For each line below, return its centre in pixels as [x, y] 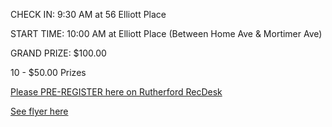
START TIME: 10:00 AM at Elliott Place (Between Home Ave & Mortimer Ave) [166, 33]
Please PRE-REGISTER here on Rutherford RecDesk [116, 92]
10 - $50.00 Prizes [48, 72]
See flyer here [39, 111]
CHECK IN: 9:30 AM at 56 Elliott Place [88, 14]
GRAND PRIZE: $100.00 [58, 53]
